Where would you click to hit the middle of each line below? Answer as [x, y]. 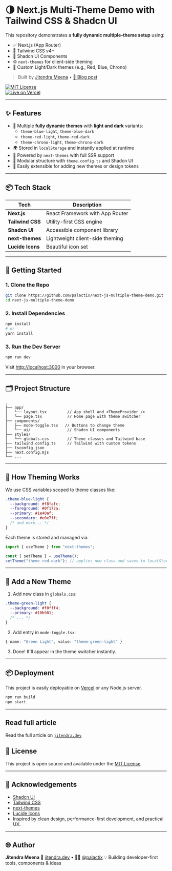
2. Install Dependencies [35, 313]
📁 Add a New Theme [38, 582]
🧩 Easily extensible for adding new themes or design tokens [76, 166]
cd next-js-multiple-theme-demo [40, 300]
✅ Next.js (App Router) [37, 45]
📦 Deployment [30, 673]
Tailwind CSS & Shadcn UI [61, 21]
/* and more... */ [30, 523]
